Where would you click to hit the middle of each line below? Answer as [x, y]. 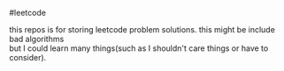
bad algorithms [37, 39]
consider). [28, 57]
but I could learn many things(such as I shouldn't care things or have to [139, 48]
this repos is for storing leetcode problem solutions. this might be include [142, 29]
